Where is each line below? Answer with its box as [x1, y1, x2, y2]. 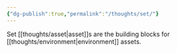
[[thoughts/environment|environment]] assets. [6, 37, 142, 46]
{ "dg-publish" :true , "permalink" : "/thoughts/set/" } [6, 10, 159, 18]
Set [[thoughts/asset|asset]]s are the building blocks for [6, 30, 171, 38]
